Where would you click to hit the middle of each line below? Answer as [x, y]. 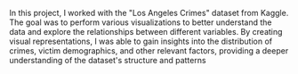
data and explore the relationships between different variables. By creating [146, 32]
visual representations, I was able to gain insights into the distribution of [141, 41]
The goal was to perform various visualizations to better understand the [141, 22]
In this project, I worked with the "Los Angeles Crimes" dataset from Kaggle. [149, 13]
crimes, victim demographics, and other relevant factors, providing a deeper [149, 51]
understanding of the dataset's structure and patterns [108, 60]
